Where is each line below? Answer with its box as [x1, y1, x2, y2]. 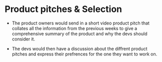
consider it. [11, 36, 35, 42]
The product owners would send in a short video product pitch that [11, 20, 150, 26]
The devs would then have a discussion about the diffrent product [11, 45, 148, 51]
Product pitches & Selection [4, 3, 123, 15]
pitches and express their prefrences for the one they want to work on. [11, 51, 158, 57]
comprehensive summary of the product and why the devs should [11, 30, 148, 36]
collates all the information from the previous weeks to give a [11, 25, 138, 31]
